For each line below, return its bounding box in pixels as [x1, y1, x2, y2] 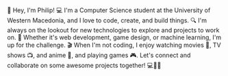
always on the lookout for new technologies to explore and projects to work [7, 26, 220, 34]
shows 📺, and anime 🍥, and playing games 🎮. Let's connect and [7, 51, 191, 59]
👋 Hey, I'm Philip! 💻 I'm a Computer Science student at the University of [7, 6, 211, 14]
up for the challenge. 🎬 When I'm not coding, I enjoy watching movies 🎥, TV [7, 41, 221, 49]
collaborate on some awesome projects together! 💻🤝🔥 [7, 61, 162, 69]
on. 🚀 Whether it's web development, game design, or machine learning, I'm [7, 33, 222, 41]
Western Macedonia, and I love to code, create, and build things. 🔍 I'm [7, 16, 207, 24]
